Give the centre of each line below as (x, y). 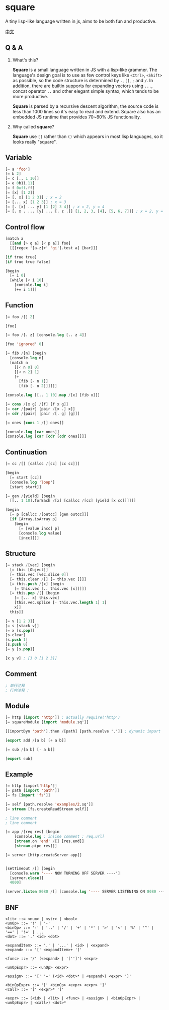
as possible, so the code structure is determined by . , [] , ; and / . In (83, 80)
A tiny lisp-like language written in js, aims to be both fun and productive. (81, 21)
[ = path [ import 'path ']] (32, 791)
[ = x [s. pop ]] (20, 630)
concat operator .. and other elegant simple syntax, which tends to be (86, 91)
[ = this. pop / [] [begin (34, 593)
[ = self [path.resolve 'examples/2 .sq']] (49, 804)
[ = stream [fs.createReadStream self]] (47, 809)
